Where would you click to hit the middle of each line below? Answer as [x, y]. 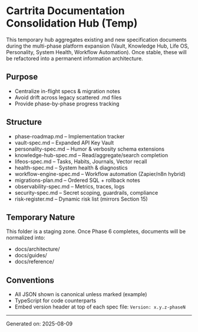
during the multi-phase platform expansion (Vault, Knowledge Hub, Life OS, [98, 46]
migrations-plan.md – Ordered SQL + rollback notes [77, 180]
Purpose [22, 77]
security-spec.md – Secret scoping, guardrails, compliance [86, 192]
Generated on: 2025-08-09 [39, 324]
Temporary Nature [41, 217]
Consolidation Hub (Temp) [72, 23]
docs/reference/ [34, 262]
